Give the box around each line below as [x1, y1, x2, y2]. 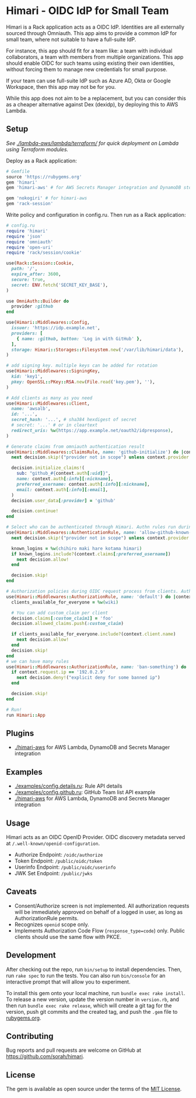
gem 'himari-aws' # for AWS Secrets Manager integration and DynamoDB [6, 185, 181, 191]
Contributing [6, 1031, 54, 1041]
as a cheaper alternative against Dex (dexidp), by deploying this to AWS [6, 101, 178, 108]
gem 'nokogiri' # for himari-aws [6, 195, 87, 201]
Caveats [6, 887, 37, 897]
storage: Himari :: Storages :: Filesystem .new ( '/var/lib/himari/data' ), [11, 347, 184, 353]
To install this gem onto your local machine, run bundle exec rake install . [6, 989, 185, 996]
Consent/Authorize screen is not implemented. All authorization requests [14, 902, 190, 909]
